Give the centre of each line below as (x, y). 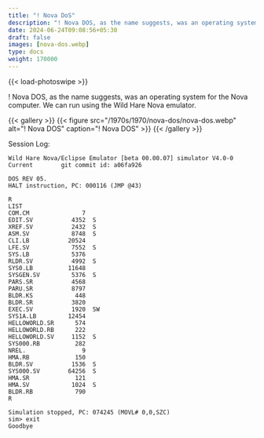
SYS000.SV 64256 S (52, 371)
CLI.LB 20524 (47, 240)
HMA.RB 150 (47, 357)
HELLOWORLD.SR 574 (47, 323)
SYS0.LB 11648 (47, 268)
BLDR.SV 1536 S (52, 364)
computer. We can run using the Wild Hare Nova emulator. (102, 105)
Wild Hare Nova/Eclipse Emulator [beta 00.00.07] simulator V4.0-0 (121, 158)
